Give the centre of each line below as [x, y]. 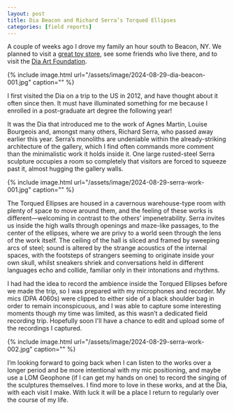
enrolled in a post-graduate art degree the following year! [90, 111]
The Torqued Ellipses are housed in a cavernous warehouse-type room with [116, 203]
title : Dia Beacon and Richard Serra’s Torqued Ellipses [92, 20]
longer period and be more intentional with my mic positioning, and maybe [114, 370]
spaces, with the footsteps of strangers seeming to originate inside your [111, 255]
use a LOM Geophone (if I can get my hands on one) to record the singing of [117, 377]
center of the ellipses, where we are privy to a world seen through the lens [114, 233]
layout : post [26, 14]
